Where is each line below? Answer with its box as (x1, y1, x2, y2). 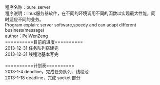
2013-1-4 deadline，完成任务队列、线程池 (5, 69, 89, 74)
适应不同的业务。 (9, 17, 44, 22)
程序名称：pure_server (5, 4, 51, 10)
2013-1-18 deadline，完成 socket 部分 (5, 75, 80, 81)
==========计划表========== (5, 63, 75, 68)
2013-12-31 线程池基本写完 (5, 51, 59, 57)
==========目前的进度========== (5, 39, 83, 45)
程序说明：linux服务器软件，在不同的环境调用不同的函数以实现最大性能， (5, 10, 151, 16)
